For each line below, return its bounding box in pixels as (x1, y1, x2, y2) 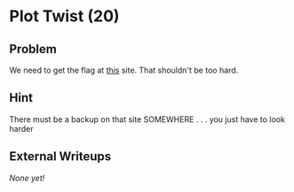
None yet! (9, 173, 45, 183)
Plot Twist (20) (9, 6, 120, 27)
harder (9, 123, 34, 134)
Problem (9, 42, 58, 57)
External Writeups (9, 149, 112, 165)
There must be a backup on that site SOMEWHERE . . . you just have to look (9, 113, 286, 125)
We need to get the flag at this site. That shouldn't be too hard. (9, 65, 239, 75)
